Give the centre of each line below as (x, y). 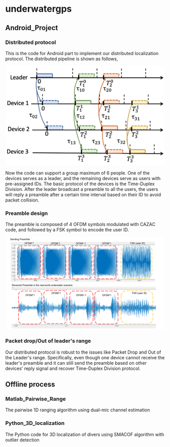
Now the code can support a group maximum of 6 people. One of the (77, 173)
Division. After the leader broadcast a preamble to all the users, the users (82, 189)
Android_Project (32, 28)
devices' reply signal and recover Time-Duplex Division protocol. (73, 368)
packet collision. (22, 200)
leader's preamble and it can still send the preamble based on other (76, 363)
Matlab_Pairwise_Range (36, 399)
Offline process (30, 384)
